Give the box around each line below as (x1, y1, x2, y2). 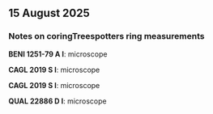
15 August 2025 (8, 6, 91, 20)
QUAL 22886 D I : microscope (8, 96, 107, 106)
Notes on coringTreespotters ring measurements (8, 31, 205, 42)
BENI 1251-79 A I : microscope (8, 49, 108, 59)
